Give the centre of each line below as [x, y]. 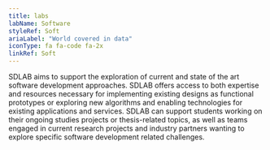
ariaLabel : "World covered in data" [70, 39]
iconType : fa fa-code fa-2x [56, 46]
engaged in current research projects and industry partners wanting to [127, 128]
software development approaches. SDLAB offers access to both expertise [134, 85]
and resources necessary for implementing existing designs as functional [131, 94]
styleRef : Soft [34, 31]
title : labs [28, 16]
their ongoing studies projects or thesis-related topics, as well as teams [128, 120]
